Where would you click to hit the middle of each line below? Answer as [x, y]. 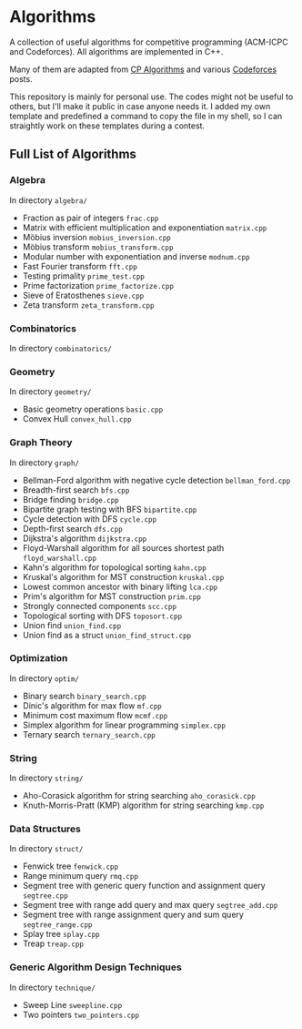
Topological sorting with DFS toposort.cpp [102, 616]
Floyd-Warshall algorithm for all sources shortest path [123, 547]
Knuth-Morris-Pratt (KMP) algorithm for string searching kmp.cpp [143, 805]
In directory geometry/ [50, 392]
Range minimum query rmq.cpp [81, 876]
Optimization [39, 658]
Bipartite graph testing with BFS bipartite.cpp [110, 509]
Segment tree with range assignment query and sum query [133, 915]
